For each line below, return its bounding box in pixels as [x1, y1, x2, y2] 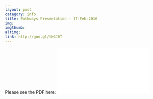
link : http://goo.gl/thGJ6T [5, 35, 63, 40]
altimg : [5, 30, 21, 35]
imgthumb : [5, 25, 25, 30]
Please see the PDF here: [5, 89, 56, 95]
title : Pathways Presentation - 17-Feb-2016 [5, 16, 98, 21]
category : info [5, 12, 36, 17]
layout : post [5, 7, 32, 12]
